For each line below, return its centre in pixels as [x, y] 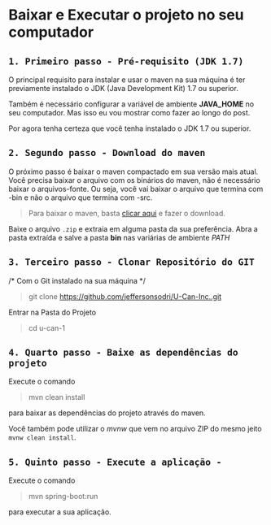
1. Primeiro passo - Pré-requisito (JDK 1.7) [126, 61]
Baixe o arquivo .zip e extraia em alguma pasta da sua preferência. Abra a [133, 228]
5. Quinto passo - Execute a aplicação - [115, 462]
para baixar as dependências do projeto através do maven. [107, 413]
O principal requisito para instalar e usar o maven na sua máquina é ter [127, 80]
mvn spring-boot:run [63, 497]
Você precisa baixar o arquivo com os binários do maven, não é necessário [134, 180]
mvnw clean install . [42, 437]
